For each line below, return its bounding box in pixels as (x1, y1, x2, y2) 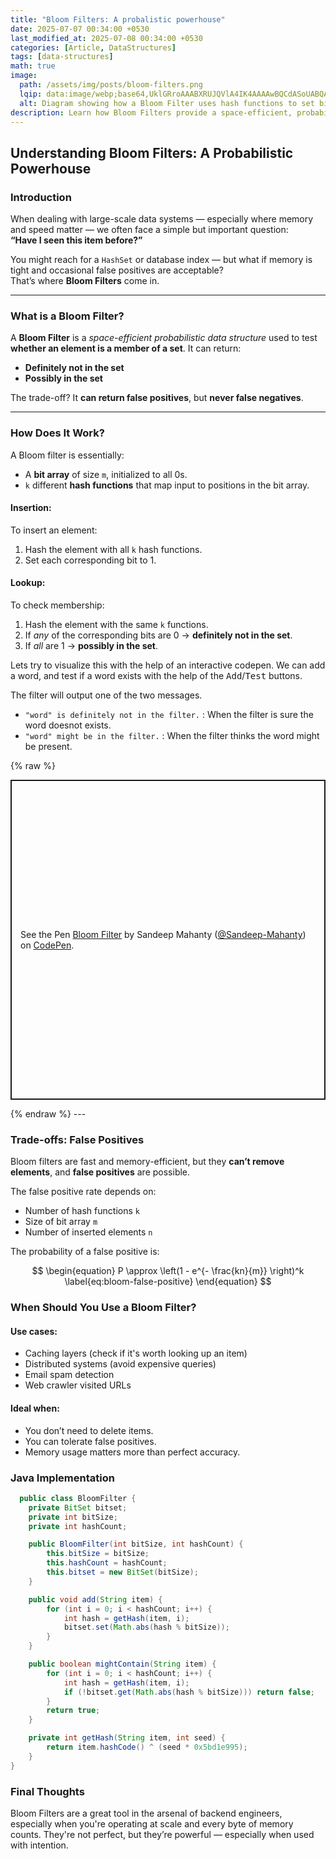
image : (10, 71, 38, 81)
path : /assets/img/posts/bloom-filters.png (19, 80, 203, 90)
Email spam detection (24, 1369, 115, 1381)
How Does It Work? (10, 426, 105, 440)
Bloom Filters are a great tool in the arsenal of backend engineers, (10, 1807, 283, 1820)
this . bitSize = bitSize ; (46, 1549, 150, 1559)
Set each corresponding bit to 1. (24, 554, 157, 566)
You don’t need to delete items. (24, 1424, 154, 1436)
